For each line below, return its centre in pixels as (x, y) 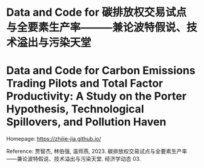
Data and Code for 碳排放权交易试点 (97, 12)
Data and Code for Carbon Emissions (101, 71)
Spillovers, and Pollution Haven (86, 122)
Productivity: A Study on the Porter (96, 96)
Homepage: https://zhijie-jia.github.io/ (54, 139)
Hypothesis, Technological (75, 109)
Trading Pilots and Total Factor (85, 84)
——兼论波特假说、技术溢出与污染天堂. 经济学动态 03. (74, 159)
